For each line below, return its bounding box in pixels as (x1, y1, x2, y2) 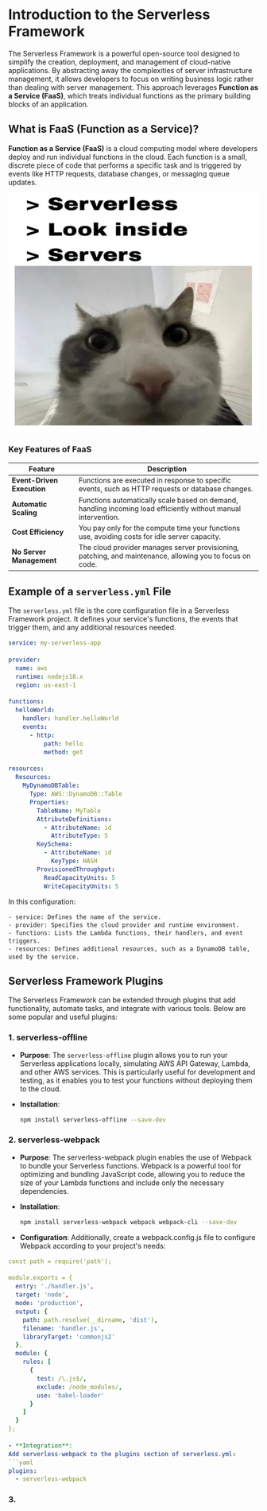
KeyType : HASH (50, 857, 98, 866)
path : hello (43, 739, 83, 748)
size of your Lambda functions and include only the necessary (19, 1178, 224, 1187)
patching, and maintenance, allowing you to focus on (78, 551, 251, 561)
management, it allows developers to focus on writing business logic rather (8, 74, 254, 83)
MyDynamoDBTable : (22, 781, 80, 790)
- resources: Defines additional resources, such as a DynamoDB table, (8, 944, 250, 953)
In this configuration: (8, 897, 76, 906)
